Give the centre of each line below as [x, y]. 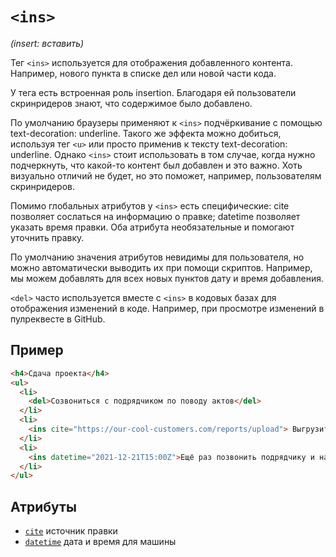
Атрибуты [43, 506]
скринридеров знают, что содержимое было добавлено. [131, 103]
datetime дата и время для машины [100, 542]
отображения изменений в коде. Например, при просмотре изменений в [167, 308]
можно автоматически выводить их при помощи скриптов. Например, [161, 267]
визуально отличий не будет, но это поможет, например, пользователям [166, 175]
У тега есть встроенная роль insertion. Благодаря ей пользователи [153, 92]
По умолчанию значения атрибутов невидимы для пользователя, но [157, 257]
